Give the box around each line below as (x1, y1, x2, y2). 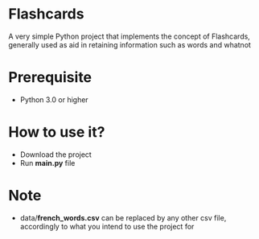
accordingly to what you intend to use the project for (19, 221, 195, 231)
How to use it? (8, 123, 105, 142)
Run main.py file (19, 158, 76, 167)
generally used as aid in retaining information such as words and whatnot (8, 39, 252, 49)
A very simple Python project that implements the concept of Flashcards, (8, 31, 251, 41)
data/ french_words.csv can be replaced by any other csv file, (19, 212, 227, 222)
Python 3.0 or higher (19, 94, 88, 105)
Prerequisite (8, 68, 92, 87)
